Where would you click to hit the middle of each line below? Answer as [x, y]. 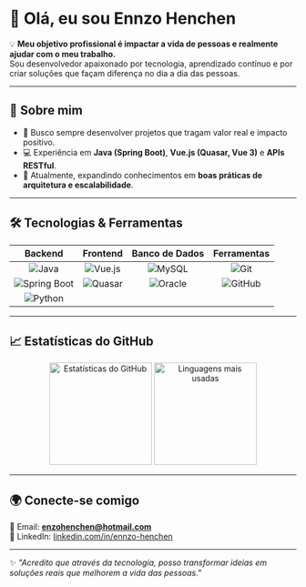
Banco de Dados [168, 253]
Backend [44, 253]
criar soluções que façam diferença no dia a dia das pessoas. [125, 73]
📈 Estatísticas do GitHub [82, 341]
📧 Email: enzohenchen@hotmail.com [81, 527]
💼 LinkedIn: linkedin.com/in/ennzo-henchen [91, 537]
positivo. [39, 142]
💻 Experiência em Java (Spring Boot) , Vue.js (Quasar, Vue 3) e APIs [153, 152]
